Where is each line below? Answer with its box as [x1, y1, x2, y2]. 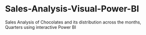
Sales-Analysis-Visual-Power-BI [5, 3, 140, 14]
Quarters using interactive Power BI [5, 24, 76, 30]
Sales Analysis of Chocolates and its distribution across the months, [5, 19, 142, 25]
